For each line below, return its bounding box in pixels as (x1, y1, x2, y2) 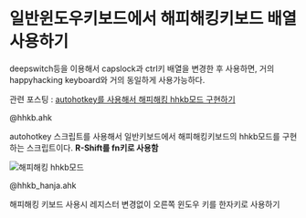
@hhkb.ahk (9, 111, 53, 123)
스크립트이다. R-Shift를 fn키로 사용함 (26, 142, 159, 153)
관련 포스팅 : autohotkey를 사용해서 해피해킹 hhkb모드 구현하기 (9, 93, 236, 105)
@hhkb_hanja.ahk (9, 180, 77, 191)
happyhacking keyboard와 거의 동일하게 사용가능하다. (9, 74, 206, 85)
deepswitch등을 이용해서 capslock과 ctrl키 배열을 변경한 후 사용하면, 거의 (9, 63, 275, 74)
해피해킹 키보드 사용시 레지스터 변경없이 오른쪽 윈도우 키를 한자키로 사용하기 (9, 198, 280, 210)
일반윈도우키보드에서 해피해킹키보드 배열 (9, 8, 297, 29)
